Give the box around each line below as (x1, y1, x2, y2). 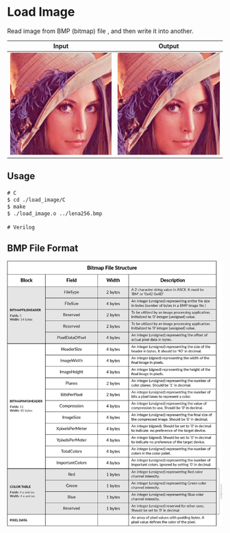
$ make (7, 203, 26, 210)
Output (158, 42, 179, 50)
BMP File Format (7, 242, 79, 254)
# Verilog (7, 224, 36, 231)
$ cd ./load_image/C (7, 196, 66, 203)
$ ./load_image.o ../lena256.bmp (7, 210, 103, 217)
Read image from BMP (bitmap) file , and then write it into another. (7, 27, 194, 35)
